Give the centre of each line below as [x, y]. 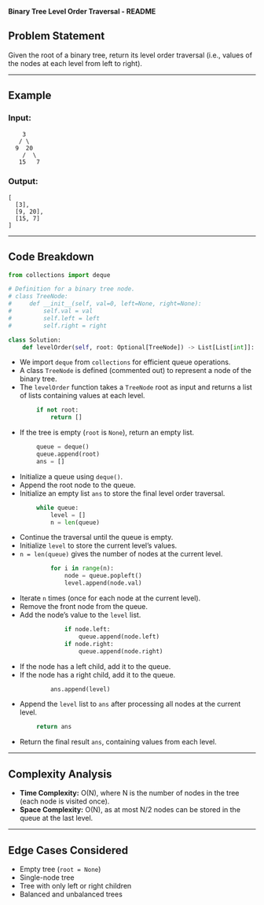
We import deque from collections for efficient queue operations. [125, 362]
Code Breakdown [51, 257]
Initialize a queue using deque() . [71, 476]
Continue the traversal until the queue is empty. [96, 537]
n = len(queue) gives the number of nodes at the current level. [121, 554]
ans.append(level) [80, 689]
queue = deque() [63, 447]
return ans [54, 727]
